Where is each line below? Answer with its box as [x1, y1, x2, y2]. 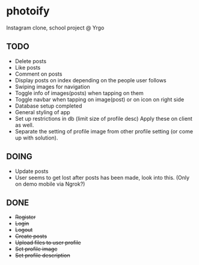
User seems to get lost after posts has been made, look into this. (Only [14, 174, 190, 181]
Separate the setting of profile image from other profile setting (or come [14, 127, 194, 135]
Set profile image [14, 245, 58, 253]
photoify [6, 4, 50, 18]
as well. [14, 121, 34, 129]
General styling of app [14, 108, 70, 115]
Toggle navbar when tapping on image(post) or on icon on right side [14, 96, 185, 103]
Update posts [14, 167, 49, 175]
